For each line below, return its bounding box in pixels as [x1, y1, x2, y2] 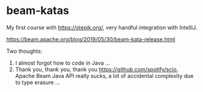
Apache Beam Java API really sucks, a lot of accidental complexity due [15, 72, 194, 79]
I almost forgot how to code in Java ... [15, 59, 110, 66]
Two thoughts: [6, 47, 43, 55]
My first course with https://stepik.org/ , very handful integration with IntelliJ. [6, 24, 198, 31]
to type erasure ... [15, 79, 60, 86]
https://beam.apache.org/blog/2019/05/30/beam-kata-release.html [6, 35, 176, 43]
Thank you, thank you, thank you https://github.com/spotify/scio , [15, 65, 179, 73]
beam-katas [6, 4, 69, 18]
